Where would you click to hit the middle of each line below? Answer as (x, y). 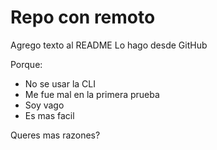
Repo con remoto (83, 17)
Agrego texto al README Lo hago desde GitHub (109, 45)
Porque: (26, 64)
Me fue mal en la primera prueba (92, 94)
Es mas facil (49, 115)
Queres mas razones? (55, 135)
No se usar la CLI (60, 83)
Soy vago (44, 105)
